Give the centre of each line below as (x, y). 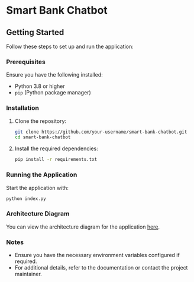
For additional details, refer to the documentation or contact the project (101, 267)
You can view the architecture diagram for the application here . (83, 227)
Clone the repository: (41, 121)
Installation (23, 108)
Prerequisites (26, 62)
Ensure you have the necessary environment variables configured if (97, 255)
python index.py (26, 199)
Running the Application (42, 175)
